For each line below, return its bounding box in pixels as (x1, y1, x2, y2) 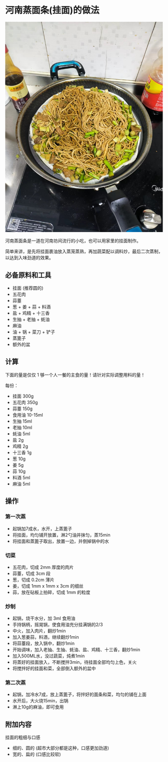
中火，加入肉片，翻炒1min (12, 628, 66, 634)
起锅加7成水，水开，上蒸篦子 (12, 525, 72, 531)
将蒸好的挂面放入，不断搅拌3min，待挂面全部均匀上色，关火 (12, 659, 137, 665)
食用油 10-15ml (12, 412, 43, 418)
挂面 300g (12, 393, 34, 399)
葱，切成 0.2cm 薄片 (12, 577, 54, 583)
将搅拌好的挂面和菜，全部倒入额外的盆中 (12, 665, 96, 672)
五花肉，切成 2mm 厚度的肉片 (12, 564, 74, 570)
